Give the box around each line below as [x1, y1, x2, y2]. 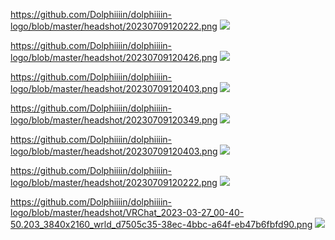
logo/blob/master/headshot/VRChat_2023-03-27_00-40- [10, 207, 245, 218]
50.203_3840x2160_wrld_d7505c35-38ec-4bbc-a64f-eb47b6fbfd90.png [10, 219, 313, 230]
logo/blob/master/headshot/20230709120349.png [10, 114, 218, 126]
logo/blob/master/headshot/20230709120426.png [10, 52, 218, 63]
